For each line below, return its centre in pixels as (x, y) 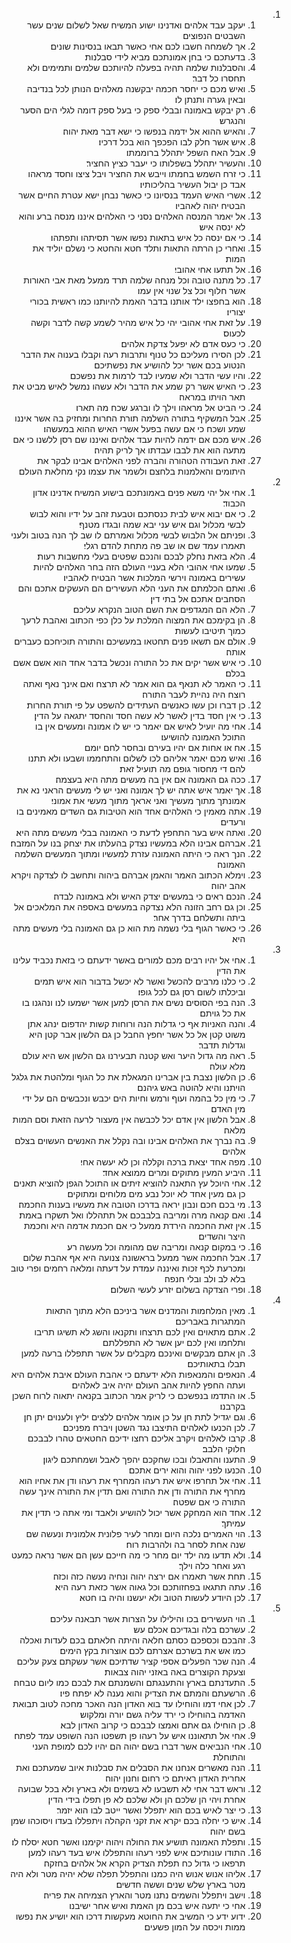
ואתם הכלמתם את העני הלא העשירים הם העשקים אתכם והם (132, 588)
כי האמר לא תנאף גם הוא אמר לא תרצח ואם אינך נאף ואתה (134, 683)
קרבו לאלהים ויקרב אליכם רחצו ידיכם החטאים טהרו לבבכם (136, 1438)
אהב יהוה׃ (228, 885)
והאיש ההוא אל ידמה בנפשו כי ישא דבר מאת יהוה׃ (154, 131)
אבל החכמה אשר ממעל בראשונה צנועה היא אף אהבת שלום (134, 1257)
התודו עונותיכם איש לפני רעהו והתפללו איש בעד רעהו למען (137, 1852)
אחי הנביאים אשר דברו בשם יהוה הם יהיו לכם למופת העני (138, 1746)
